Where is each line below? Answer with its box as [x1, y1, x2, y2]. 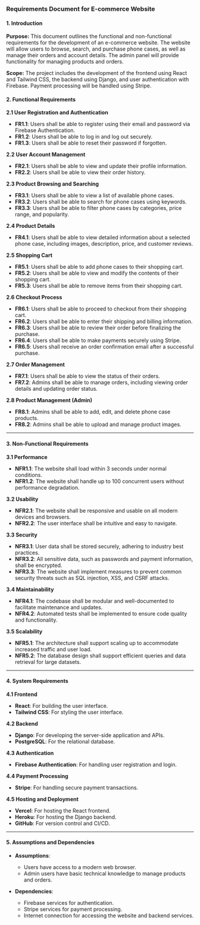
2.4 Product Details [6, 222, 55, 230]
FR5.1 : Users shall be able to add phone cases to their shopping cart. [14, 264, 184, 271]
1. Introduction [6, 20, 43, 27]
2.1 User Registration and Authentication [6, 109, 108, 116]
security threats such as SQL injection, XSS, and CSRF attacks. [14, 574, 170, 581]
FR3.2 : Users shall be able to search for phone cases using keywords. [14, 198, 187, 205]
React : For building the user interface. [14, 702, 108, 709]
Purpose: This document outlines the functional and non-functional [6, 33, 172, 40]
